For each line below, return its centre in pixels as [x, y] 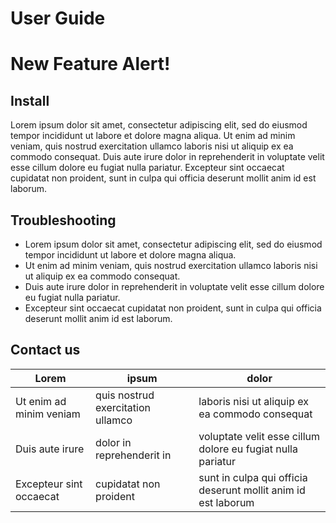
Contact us [45, 350]
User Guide [58, 18]
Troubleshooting [63, 220]
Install [30, 100]
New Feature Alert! [90, 64]
